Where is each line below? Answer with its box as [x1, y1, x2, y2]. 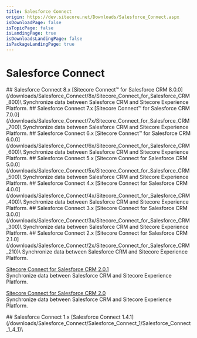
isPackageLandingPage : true [6, 42, 75, 48]
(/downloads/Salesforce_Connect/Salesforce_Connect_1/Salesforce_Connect [6, 319, 191, 326]
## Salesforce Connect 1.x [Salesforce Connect [6, 313, 121, 320]
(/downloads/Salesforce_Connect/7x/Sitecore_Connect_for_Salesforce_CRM [6, 117, 190, 124]
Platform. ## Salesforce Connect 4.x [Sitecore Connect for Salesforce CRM [6, 180, 188, 187]
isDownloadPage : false [6, 19, 62, 25]
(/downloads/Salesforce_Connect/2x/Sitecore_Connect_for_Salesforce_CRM [6, 242, 190, 249]
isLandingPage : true [6, 31, 57, 36]
